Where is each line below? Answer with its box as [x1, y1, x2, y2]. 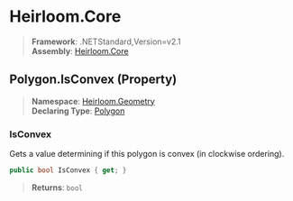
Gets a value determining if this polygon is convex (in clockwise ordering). [9, 149, 285, 160]
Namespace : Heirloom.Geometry [31, 96, 155, 106]
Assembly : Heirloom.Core [31, 45, 129, 56]
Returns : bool [31, 182, 83, 193]
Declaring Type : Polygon [31, 105, 125, 116]
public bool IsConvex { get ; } [9, 166, 127, 175]
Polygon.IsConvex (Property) [9, 72, 178, 87]
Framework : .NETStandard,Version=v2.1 [31, 36, 181, 47]
